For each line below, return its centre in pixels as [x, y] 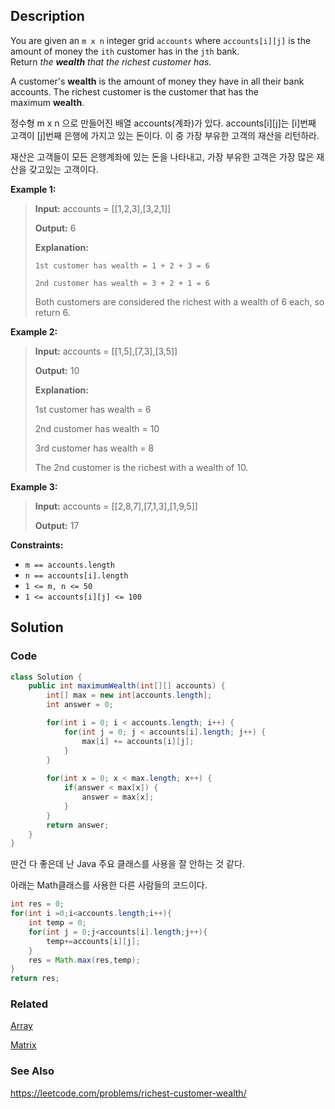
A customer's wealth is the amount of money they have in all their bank [157, 81]
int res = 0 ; [37, 904]
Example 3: [34, 486]
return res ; [35, 979]
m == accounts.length [69, 565]
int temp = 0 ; [57, 923]
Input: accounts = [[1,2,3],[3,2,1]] [103, 208]
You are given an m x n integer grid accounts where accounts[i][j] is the [161, 40]
